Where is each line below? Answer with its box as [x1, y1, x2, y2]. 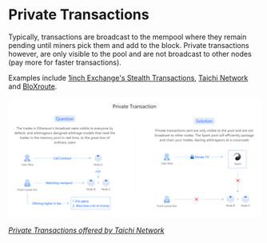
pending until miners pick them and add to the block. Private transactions [8, 40, 249, 50]
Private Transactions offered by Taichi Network [8, 225, 165, 235]
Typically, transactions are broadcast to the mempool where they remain [8, 32, 247, 42]
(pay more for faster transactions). [8, 58, 122, 67]
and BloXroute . [8, 82, 58, 91]
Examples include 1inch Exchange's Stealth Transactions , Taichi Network [8, 73, 249, 82]
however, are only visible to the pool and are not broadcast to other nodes [8, 49, 252, 58]
